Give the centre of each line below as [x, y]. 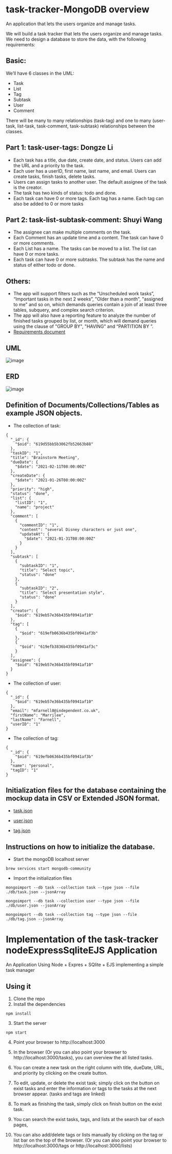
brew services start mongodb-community [49, 869]
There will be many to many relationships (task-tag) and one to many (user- [86, 120]
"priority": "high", [32, 489]
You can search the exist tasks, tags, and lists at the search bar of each [89, 1119]
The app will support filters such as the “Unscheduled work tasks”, [84, 294]
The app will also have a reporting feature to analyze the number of [84, 315]
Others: [18, 281]
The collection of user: [37, 683]
